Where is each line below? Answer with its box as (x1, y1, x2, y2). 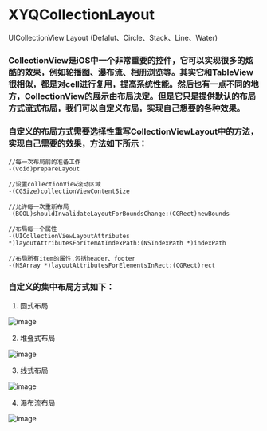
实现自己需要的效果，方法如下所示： (8, 138, 147, 149)
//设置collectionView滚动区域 (8, 181, 101, 189)
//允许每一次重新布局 (8, 203, 69, 211)
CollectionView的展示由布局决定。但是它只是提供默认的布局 (24, 90, 257, 101)
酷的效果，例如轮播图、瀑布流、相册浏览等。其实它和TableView (8, 66, 253, 77)
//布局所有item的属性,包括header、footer (8, 255, 135, 263)
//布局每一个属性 (8, 225, 57, 233)
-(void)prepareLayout (8, 165, 80, 173)
